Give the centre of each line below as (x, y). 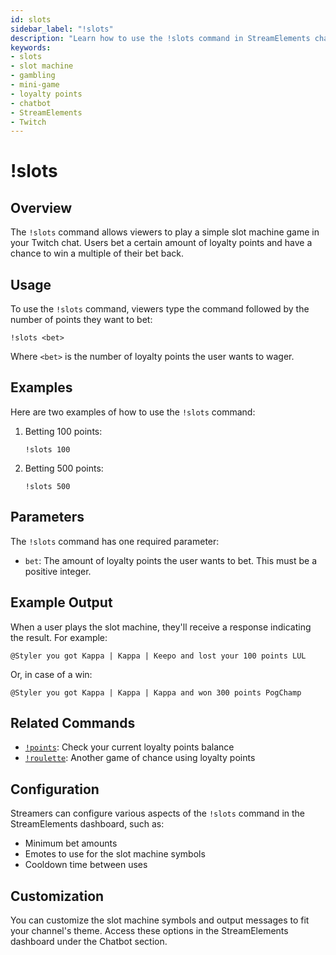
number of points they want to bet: (81, 320)
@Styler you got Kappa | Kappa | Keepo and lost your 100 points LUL (158, 656)
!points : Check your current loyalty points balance (129, 747)
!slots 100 (47, 449)
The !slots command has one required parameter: (115, 541)
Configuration (55, 789)
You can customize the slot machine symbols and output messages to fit (160, 920)
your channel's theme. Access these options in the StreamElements (149, 930)
